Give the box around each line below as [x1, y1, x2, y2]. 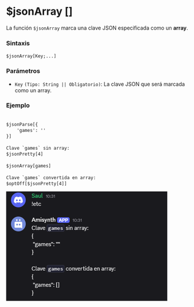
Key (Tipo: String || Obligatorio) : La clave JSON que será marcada [14, 80, 185, 88]
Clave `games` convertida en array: [6, 174, 96, 180]
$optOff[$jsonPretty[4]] [6, 180, 67, 186]
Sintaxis [6, 39, 30, 47]
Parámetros [6, 67, 40, 75]
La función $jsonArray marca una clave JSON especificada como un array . [6, 24, 189, 31]
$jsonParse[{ [6, 121, 38, 127]
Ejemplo [6, 101, 30, 109]
